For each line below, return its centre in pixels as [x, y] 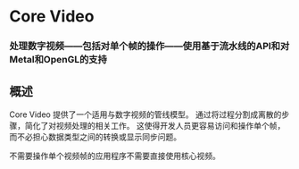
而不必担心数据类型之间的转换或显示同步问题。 [95, 137]
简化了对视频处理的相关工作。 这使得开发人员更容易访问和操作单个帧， [155, 125]
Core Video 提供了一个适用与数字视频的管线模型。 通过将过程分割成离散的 [145, 114]
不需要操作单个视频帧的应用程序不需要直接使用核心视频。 [115, 156]
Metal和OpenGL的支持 [58, 60]
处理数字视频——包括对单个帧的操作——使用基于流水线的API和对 [149, 46]
